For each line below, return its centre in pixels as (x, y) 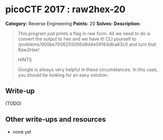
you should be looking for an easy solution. (63, 75)
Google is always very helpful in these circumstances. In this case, (88, 69)
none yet (22, 132)
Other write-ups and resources (56, 119)
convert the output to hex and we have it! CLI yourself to (77, 39)
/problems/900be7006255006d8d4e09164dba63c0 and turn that (87, 44)
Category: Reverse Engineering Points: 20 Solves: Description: (73, 24)
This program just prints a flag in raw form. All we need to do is (84, 33)
